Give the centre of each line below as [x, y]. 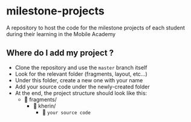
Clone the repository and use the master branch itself [81, 67]
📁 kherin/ [44, 106]
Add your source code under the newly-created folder [82, 87]
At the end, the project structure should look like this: [81, 93]
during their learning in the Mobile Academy [61, 34]
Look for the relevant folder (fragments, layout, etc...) [81, 74]
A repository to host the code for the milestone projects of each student [96, 28]
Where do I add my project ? [60, 53]
